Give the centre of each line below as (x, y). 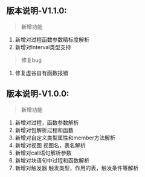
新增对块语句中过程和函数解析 (52, 160)
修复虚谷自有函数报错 (41, 73)
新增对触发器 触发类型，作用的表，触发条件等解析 (77, 168)
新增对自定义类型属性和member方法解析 (65, 138)
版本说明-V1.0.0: (38, 94)
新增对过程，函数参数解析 (47, 122)
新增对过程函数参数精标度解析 (52, 39)
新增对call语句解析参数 (43, 153)
